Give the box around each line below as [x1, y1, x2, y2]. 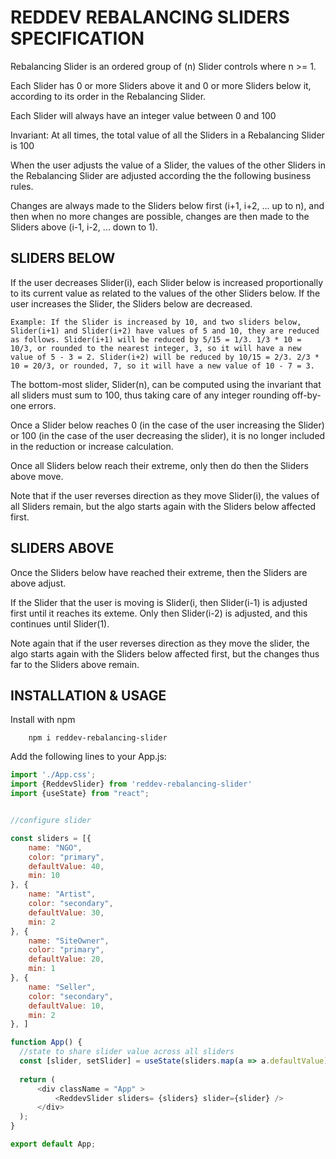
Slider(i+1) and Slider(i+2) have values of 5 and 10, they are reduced [10, 326, 320, 336]
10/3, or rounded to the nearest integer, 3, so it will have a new [10, 343, 302, 353]
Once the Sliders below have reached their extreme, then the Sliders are [10, 566, 308, 578]
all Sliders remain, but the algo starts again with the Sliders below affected [10, 500, 317, 512]
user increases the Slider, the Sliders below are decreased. [10, 297, 253, 310]
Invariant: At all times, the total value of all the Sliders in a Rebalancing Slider [10, 129, 325, 141]
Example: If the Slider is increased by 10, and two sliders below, [10, 317, 302, 327]
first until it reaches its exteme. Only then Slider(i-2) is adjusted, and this [10, 607, 308, 619]
